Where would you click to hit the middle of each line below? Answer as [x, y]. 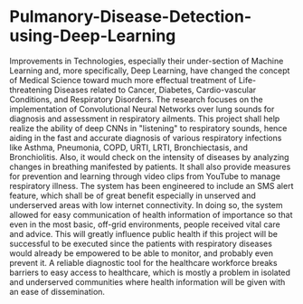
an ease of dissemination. [57, 291]
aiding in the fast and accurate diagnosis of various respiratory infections [146, 138]
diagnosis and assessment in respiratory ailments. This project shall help [145, 119]
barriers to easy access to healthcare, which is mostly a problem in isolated [150, 272]
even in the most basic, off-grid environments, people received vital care [145, 224]
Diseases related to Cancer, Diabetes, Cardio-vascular [155, 90]
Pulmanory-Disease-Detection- [130, 17]
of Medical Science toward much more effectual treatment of [123, 80]
